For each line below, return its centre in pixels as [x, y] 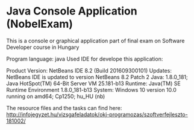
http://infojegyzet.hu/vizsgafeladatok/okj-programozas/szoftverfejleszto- [97, 114]
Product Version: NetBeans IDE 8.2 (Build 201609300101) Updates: [89, 70]
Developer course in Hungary [43, 47]
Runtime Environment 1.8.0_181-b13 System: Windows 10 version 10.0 [91, 89]
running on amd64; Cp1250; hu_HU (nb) [56, 96]
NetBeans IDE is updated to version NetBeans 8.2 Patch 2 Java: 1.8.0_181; [97, 77]
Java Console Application [72, 11]
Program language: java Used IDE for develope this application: [85, 59]
